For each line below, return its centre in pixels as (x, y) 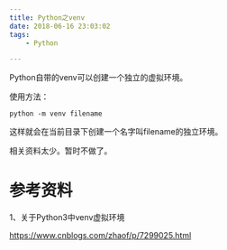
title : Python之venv (47, 18)
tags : (19, 34)
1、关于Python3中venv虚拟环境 (67, 218)
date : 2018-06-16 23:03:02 (60, 26)
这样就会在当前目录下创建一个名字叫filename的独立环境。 (116, 132)
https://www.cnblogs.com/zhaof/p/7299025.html (100, 236)
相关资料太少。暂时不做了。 (61, 151)
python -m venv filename (56, 114)
